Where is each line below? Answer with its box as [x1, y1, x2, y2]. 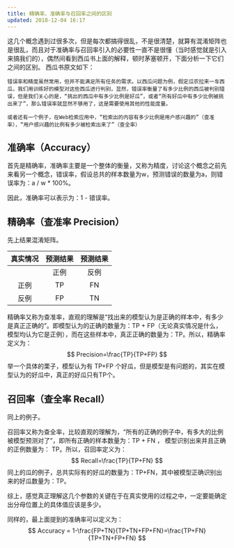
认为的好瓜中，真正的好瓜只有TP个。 [13, 370, 119, 379]
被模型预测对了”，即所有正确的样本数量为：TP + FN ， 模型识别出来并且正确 [7, 436, 226, 444]
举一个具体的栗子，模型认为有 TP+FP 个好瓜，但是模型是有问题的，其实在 [7, 362, 219, 370]
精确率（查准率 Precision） [7, 216, 125, 228]
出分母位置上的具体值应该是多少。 [7, 500, 105, 508]
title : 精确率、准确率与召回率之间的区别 [7, 10, 113, 17]
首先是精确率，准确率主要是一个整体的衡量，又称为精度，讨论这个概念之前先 [7, 162, 227, 170]
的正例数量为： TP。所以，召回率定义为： [7, 445, 127, 453]
